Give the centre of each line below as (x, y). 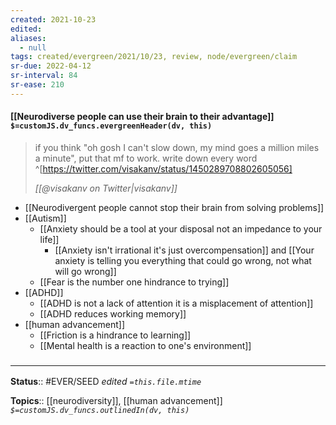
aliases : (28, 38)
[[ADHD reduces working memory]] (113, 313)
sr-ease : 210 (37, 85)
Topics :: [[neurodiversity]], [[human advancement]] (116, 401)
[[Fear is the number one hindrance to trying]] (134, 282)
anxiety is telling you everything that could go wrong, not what (183, 260)
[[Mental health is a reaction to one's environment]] (145, 345)
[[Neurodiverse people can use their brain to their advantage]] (142, 117)
